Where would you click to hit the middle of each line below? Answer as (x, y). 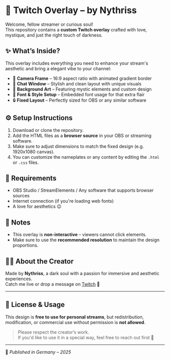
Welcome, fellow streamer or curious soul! (49, 24)
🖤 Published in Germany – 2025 (38, 352)
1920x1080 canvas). (33, 152)
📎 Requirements (31, 178)
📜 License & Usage (35, 305)
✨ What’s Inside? (33, 51)
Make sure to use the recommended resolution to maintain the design (86, 240)
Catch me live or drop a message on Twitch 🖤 (53, 284)
